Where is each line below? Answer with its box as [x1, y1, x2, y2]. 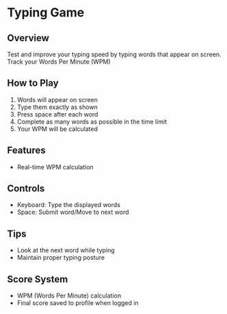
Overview [7, 32, 50, 44]
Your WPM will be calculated [16, 125, 98, 133]
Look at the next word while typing [16, 246, 115, 254]
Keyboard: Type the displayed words [16, 201, 121, 209]
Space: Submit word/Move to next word [16, 208, 129, 217]
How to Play [7, 77, 59, 89]
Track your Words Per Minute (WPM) [7, 58, 111, 66]
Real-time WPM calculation [16, 162, 94, 171]
